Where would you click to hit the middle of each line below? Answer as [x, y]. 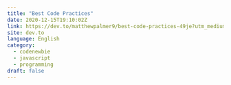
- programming [33, 64]
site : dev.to [26, 33]
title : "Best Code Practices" [51, 13]
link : [15, 26]
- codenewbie [32, 52]
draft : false [26, 71]
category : [21, 45]
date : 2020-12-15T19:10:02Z [47, 20]
